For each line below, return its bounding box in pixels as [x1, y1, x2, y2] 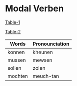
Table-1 [5, 19, 21, 25]
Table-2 [5, 29, 21, 34]
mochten [7, 72, 28, 79]
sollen [7, 64, 22, 71]
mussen [7, 57, 26, 63]
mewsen [32, 57, 52, 63]
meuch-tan [32, 72, 59, 79]
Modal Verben [5, 3, 64, 14]
